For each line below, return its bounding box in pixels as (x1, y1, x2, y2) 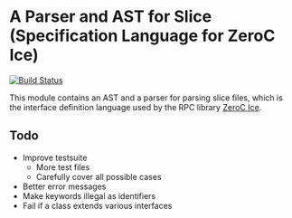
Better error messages (22, 181, 107, 192)
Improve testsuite (22, 152, 88, 163)
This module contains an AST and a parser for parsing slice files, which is (9, 92, 283, 103)
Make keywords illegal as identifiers (22, 190, 156, 201)
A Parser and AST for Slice (9, 6, 212, 27)
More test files (35, 161, 90, 173)
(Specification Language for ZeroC (9, 25, 276, 46)
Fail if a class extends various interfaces (22, 200, 173, 211)
